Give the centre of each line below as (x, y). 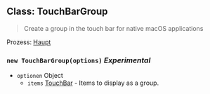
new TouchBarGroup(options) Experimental (79, 60)
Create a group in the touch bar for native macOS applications (113, 28)
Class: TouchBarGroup (57, 12)
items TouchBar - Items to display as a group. (93, 83)
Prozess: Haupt (29, 42)
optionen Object (40, 76)
